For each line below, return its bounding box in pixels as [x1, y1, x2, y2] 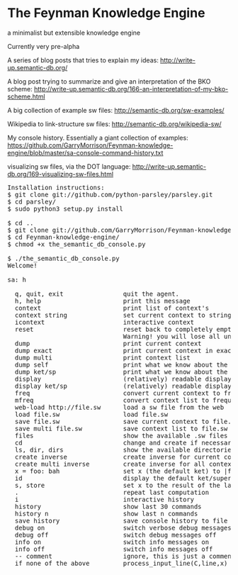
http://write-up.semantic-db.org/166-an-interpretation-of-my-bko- [34, 84, 229, 93]
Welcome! [7, 261, 38, 269]
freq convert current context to [14, 389, 221, 397]
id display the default [14, 474, 195, 482]
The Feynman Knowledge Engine [7, 5, 205, 21]
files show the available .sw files [14, 431, 228, 440]
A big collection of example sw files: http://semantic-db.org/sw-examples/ [7, 106, 225, 114]
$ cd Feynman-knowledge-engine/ [7, 233, 120, 241]
